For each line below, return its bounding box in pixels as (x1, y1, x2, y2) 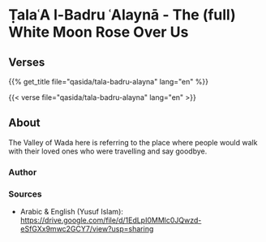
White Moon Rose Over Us (8, 23, 189, 41)
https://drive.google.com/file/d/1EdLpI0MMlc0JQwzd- (19, 215, 202, 225)
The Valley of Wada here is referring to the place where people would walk (8, 137, 258, 147)
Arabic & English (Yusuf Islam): (19, 207, 124, 217)
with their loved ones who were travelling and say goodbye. (8, 146, 208, 156)
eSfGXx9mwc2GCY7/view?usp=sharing (19, 224, 154, 234)
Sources (8, 188, 42, 200)
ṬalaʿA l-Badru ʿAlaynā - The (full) (8, 6, 237, 24)
